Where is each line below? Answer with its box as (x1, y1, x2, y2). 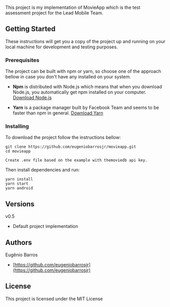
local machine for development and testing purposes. (5, 44, 118, 50)
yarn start (5, 181, 29, 186)
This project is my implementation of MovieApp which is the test (5, 5, 141, 10)
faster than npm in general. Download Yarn (12, 110, 103, 116)
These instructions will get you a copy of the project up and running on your (5, 38, 165, 44)
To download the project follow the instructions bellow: (5, 135, 121, 141)
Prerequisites (5, 56, 39, 64)
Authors (5, 238, 32, 247)
